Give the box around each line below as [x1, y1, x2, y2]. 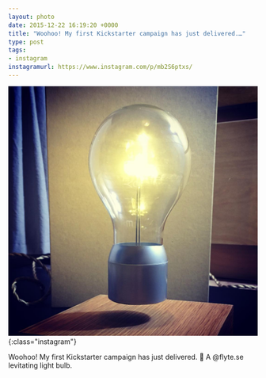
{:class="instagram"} [8, 337, 77, 346]
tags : [8, 46, 26, 55]
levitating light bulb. [8, 361, 73, 370]
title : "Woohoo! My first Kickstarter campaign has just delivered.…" [8, 29, 246, 37]
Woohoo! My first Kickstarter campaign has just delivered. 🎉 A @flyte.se [8, 352, 244, 361]
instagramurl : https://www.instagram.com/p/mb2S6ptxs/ [8, 63, 193, 71]
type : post [8, 38, 44, 46]
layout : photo [8, 13, 55, 21]
